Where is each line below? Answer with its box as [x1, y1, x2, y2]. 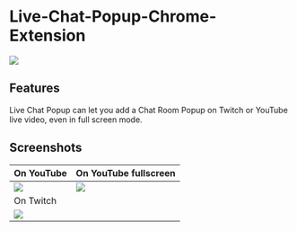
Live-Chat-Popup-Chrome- [9, 6, 217, 27]
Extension [9, 25, 86, 46]
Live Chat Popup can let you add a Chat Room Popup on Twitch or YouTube [9, 104, 289, 115]
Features [9, 81, 60, 96]
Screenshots [9, 140, 83, 155]
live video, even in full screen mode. [9, 114, 143, 125]
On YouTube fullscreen [75, 166, 176, 179]
